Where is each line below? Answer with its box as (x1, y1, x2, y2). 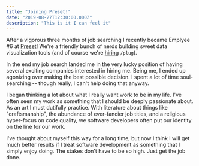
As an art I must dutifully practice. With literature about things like (6, 104, 168, 111)
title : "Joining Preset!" (6, 8, 71, 15)
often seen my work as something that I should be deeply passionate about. (6, 98, 194, 105)
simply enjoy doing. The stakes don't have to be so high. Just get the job (6, 147, 186, 155)
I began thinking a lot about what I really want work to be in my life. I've (6, 91, 182, 99)
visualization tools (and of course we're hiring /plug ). (6, 49, 138, 56)
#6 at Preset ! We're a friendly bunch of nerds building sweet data (6, 43, 168, 50)
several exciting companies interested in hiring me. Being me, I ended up (6, 67, 186, 74)
